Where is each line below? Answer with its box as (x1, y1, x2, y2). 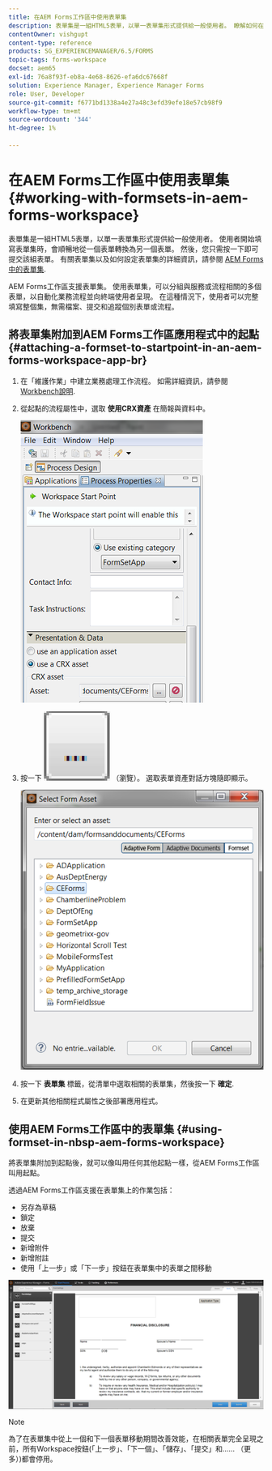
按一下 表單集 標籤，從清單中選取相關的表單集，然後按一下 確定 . (19, 1079, 235, 1089)
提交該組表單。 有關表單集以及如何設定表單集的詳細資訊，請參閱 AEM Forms (8, 254, 264, 263)
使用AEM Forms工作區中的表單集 (8, 1122, 175, 1136)
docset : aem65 (8, 65, 57, 73)
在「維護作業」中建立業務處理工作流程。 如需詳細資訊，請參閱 (19, 376, 228, 386)
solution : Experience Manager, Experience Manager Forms (8, 81, 205, 89)
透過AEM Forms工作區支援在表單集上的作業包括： (8, 1185, 175, 1195)
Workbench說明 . (19, 386, 75, 396)
